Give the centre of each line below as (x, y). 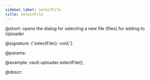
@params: (16, 53)
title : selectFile (24, 14)
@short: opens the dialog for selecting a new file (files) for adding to (75, 28)
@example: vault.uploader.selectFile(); (44, 62)
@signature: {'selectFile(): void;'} (39, 43)
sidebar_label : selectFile (33, 10)
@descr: (14, 72)
